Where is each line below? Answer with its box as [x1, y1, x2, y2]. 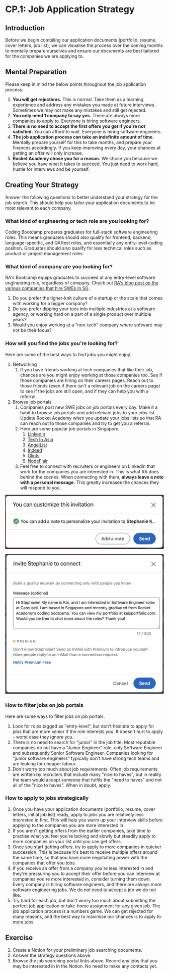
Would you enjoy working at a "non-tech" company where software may [12, 322, 162, 328]
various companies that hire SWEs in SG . [5, 285, 90, 291]
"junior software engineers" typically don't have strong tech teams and [12, 755, 159, 761]
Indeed [27, 447, 42, 453]
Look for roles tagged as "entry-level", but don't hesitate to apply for [12, 723, 154, 729]
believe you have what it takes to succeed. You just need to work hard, [12, 161, 159, 167]
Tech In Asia [27, 436, 53, 443]
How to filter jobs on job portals [5, 702, 84, 709]
